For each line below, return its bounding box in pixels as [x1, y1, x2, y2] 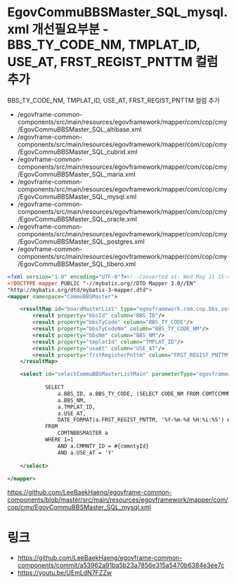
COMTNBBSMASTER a [57, 430, 109, 437]
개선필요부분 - [32, 22, 109, 37]
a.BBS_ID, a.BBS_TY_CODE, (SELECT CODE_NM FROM [57, 390, 199, 398]
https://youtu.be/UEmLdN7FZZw [17, 569, 112, 577]
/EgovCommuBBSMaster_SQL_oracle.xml [17, 215, 138, 223]
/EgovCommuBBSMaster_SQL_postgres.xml [17, 237, 145, 246]
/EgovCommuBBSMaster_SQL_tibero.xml [17, 260, 136, 268]
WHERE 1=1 [44, 436, 74, 443]
